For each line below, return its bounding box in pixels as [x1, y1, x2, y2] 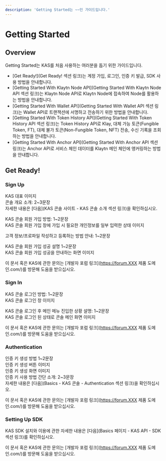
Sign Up [5, 181, 25, 188]
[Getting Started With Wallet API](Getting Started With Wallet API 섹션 [12, 103, 154, 109]
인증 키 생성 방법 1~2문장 [5, 355, 54, 361]
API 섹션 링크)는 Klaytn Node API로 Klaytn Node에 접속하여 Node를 [12, 90, 146, 96]
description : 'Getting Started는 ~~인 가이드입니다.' [5, 7, 111, 12]
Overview [5, 48, 36, 57]
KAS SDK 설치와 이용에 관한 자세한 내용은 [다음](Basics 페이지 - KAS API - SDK [5, 428, 161, 434]
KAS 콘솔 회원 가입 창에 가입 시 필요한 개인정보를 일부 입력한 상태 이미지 [5, 222, 145, 229]
